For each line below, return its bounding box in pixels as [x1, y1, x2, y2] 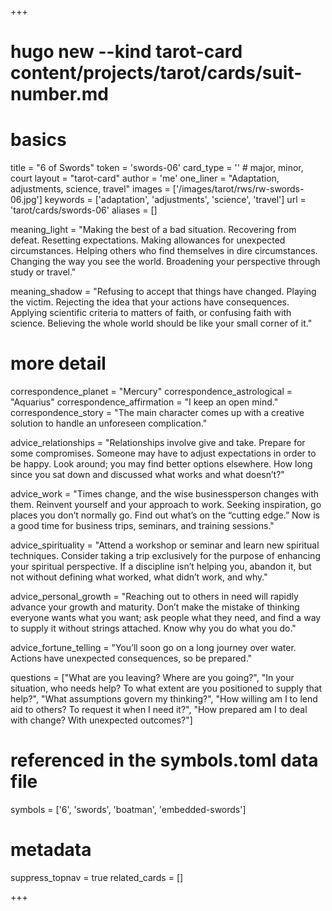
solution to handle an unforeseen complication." [10, 417, 208, 430]
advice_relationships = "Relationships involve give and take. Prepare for [10, 437, 306, 449]
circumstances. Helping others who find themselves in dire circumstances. [10, 245, 318, 257]
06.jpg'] [10, 194, 43, 206]
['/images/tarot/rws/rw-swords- [172, 183, 305, 195]
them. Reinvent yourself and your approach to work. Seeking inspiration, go [10, 499, 322, 511]
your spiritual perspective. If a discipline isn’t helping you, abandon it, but [10, 561, 312, 573]
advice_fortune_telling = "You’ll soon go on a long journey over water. [10, 642, 297, 654]
